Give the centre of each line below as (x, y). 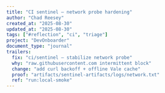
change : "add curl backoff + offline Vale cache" (76, 69)
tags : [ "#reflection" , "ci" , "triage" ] (57, 35)
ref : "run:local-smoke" (42, 80)
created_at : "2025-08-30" (39, 23)
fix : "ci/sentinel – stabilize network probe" (72, 58)
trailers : (19, 52)
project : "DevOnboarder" (38, 40)
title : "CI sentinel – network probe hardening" (69, 12)
